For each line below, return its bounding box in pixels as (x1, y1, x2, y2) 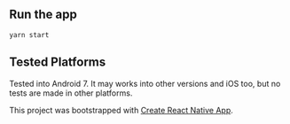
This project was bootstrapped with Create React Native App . (9, 105, 233, 115)
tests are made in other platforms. (9, 88, 133, 98)
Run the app (9, 7, 77, 22)
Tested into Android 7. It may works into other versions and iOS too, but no (9, 78, 281, 89)
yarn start (9, 30, 50, 39)
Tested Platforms (9, 55, 106, 70)
